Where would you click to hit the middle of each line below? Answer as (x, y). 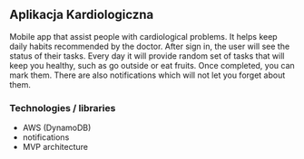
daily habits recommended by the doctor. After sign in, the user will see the (150, 46)
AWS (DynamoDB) (57, 128)
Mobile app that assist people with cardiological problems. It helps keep (144, 36)
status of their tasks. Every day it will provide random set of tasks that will (147, 56)
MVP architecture (55, 147)
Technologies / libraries (63, 108)
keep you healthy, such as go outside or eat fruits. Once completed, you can (152, 65)
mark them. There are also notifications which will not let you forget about (147, 75)
